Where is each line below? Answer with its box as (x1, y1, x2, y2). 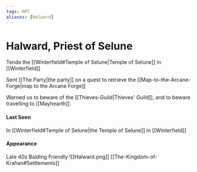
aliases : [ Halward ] (6, 14, 54, 20)
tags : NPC (6, 8, 31, 15)
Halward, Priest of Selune (6, 39, 133, 53)
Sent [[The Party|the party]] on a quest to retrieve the (6, 76, 136, 83)
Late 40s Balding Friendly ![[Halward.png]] (6, 153, 110, 160)
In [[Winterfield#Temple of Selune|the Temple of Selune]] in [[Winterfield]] (6, 127, 186, 134)
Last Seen (6, 114, 31, 121)
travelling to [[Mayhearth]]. (6, 100, 72, 107)
